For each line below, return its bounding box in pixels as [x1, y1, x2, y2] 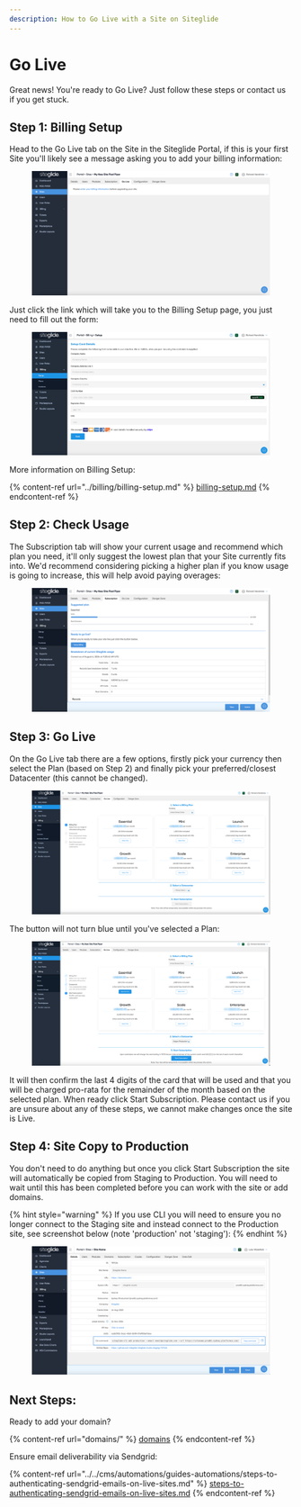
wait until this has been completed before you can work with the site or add [9, 1182, 288, 1193]
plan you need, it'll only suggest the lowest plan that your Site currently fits [9, 550, 287, 562]
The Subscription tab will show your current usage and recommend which [9, 541, 283, 552]
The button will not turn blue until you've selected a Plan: [9, 924, 220, 934]
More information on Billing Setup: [9, 464, 136, 474]
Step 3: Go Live [9, 729, 96, 744]
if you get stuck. [9, 94, 69, 104]
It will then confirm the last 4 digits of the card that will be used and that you [9, 1074, 291, 1085]
